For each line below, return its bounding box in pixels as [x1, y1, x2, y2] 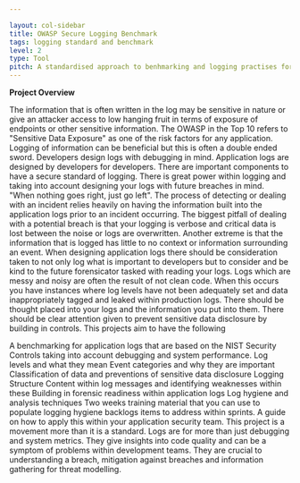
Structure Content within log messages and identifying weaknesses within [9, 378, 282, 389]
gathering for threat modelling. [9, 464, 122, 474]
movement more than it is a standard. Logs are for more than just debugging [9, 426, 290, 436]
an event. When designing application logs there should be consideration [9, 247, 279, 258]
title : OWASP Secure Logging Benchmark [9, 29, 158, 38]
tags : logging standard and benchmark [9, 38, 154, 47]
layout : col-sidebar [9, 21, 87, 30]
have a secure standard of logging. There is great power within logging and [9, 171, 287, 182]
